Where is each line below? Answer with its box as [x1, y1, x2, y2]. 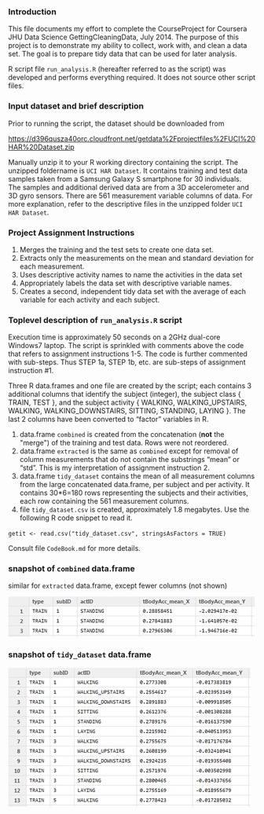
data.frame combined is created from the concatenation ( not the [19, 430, 225, 439]
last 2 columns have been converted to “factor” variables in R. [8, 415, 209, 424]
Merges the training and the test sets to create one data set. [19, 244, 214, 254]
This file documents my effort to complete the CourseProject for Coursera [8, 24, 247, 34]
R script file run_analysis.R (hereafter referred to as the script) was [8, 64, 226, 74]
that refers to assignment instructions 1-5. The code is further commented [8, 349, 247, 359]
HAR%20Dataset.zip [8, 142, 75, 152]
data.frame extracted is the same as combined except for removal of [19, 446, 239, 456]
